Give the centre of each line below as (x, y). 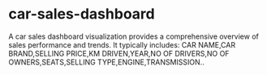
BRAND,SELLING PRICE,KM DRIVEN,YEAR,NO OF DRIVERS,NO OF (119, 53)
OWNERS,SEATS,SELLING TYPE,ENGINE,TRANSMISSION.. (106, 62)
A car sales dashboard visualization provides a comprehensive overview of (134, 36)
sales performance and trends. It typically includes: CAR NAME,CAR (122, 44)
